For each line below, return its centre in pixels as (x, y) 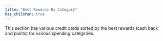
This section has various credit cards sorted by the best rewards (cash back (81, 28)
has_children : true (25, 14)
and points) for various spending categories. (50, 33)
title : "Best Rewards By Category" (41, 10)
